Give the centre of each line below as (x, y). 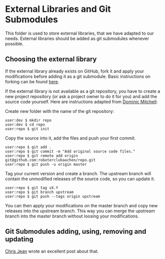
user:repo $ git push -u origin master (46, 164)
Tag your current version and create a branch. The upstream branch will (78, 173)
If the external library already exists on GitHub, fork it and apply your (75, 71)
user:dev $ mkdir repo (28, 120)
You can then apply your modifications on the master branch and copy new (82, 205)
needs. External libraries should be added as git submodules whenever (77, 38)
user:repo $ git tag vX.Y (32, 188)
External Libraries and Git (58, 9)
